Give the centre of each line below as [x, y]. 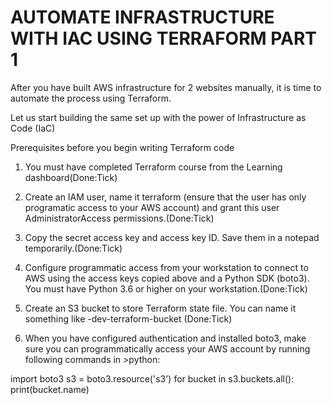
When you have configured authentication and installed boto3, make [165, 338]
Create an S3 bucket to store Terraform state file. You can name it [160, 308]
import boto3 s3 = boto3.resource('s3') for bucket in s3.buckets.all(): [152, 378]
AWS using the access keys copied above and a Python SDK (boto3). [167, 278]
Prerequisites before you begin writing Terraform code [122, 147]
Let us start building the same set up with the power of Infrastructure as [158, 117]
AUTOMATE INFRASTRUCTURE [142, 17]
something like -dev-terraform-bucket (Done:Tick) [128, 318]
